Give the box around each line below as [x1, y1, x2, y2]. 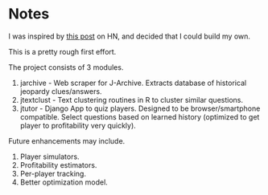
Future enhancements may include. [8, 136, 126, 145]
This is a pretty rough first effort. [8, 47, 117, 56]
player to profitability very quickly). [19, 120, 137, 130]
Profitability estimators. [19, 160, 97, 169]
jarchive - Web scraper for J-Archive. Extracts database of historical [19, 78, 247, 87]
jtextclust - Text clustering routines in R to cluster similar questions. [19, 95, 244, 104]
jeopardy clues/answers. [19, 86, 102, 96]
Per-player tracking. [19, 169, 87, 178]
